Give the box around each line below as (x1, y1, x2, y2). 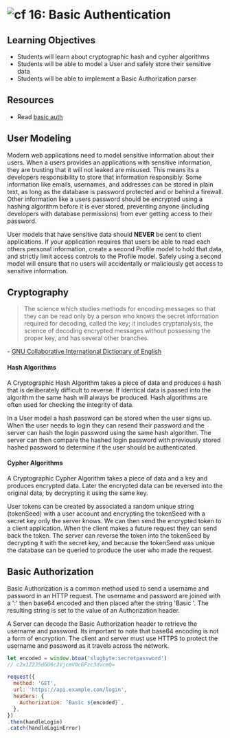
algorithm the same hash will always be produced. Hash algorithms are (7, 393, 208, 401)
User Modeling (7, 133, 72, 145)
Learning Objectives (7, 34, 96, 46)
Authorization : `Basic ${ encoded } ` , (19, 699, 125, 706)
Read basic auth (16, 112, 63, 120)
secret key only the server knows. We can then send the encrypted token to (7, 516, 222, 525)
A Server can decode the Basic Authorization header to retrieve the (7, 620, 198, 628)
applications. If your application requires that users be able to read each (7, 238, 211, 246)
